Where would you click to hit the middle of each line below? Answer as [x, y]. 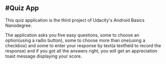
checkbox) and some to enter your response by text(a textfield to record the [83, 45]
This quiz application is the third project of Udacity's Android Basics [75, 20]
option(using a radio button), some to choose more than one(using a [75, 40]
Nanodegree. [19, 25]
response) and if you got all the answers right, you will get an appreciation [81, 51]
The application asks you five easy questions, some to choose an [72, 35]
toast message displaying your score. [44, 56]
